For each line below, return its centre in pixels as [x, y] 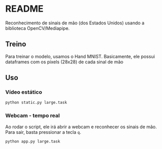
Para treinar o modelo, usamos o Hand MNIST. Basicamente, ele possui [80, 56]
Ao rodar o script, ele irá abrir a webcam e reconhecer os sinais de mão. [81, 127]
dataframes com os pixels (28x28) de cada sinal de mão [64, 62]
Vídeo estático [24, 92]
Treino [16, 44]
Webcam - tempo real [33, 116]
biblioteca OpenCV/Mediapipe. [37, 28]
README [24, 9]
